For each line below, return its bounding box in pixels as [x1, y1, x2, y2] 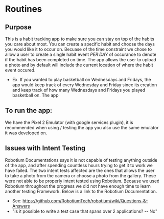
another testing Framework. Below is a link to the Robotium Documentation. [5, 188, 157, 194]
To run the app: [5, 106, 52, 115]
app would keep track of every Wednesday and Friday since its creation [12, 82, 157, 88]
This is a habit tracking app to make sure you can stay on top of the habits [5, 36, 155, 42]
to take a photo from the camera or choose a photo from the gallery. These [5, 172, 156, 178]
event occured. [5, 67, 36, 73]
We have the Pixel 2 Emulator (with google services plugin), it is [5, 119, 133, 125]
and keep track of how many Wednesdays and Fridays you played [12, 87, 145, 93]
